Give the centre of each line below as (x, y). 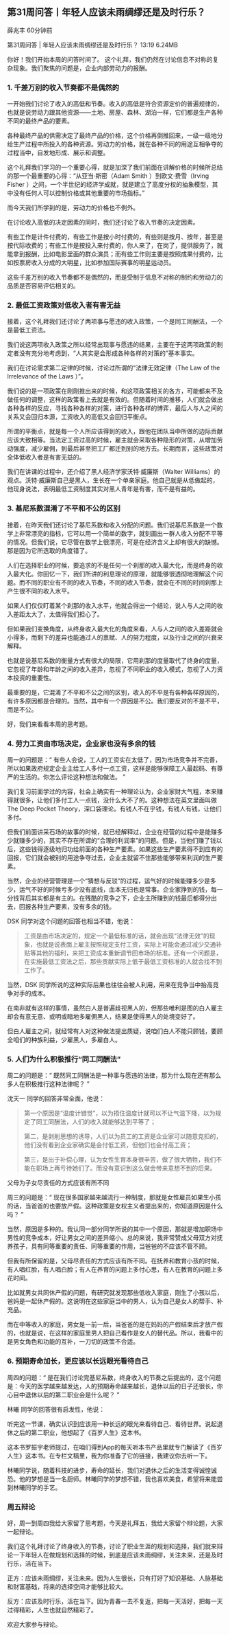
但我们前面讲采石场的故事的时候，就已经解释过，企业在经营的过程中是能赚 (112, 832)
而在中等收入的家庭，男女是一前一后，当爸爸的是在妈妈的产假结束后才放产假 (115, 1324)
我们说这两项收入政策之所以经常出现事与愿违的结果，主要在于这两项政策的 (112, 345)
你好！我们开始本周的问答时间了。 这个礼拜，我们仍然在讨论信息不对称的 (110, 59)
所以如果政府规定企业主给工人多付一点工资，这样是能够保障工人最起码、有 (112, 768)
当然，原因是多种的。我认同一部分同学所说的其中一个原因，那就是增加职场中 (115, 1229)
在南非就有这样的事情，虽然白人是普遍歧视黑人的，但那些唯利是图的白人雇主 (115, 1008)
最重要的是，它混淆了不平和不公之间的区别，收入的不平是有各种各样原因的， (115, 692)
